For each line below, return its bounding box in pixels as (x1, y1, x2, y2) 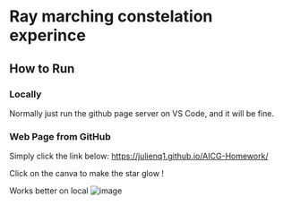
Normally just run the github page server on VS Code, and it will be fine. (9, 107, 275, 118)
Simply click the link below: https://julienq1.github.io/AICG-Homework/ (9, 150, 269, 162)
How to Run (9, 61, 75, 76)
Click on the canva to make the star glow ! (9, 168, 164, 179)
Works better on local (9, 185, 89, 196)
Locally (9, 88, 42, 100)
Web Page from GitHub (9, 130, 112, 142)
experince (9, 25, 87, 46)
